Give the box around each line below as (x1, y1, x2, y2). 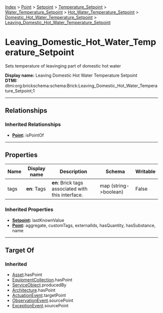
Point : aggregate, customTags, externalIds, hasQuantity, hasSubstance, (12, 222, 156, 228)
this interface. (51, 191, 83, 198)
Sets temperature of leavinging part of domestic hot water (5, 63, 121, 69)
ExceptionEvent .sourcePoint (12, 303, 69, 309)
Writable (135, 168, 156, 175)
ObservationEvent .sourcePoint (12, 297, 74, 303)
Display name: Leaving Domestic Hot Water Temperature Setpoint (5, 72, 137, 78)
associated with (51, 186, 88, 192)
